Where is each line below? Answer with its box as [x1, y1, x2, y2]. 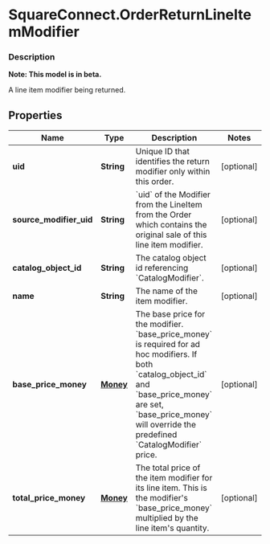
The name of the [135, 285, 198, 297]
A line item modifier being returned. [8, 85, 126, 95]
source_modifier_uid [12, 215, 93, 226]
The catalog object [135, 252, 207, 264]
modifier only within [135, 166, 211, 178]
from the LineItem [135, 199, 202, 211]
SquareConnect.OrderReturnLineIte [8, 6, 252, 24]
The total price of [135, 462, 201, 473]
